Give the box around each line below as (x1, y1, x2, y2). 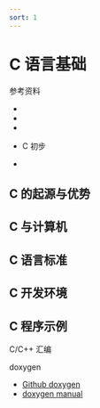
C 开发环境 (9, 286, 68, 301)
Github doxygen (21, 379, 81, 389)
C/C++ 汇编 (9, 344, 51, 355)
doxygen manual (21, 388, 83, 399)
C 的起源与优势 (9, 186, 91, 201)
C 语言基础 (9, 54, 87, 74)
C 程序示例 (9, 318, 68, 334)
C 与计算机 (9, 219, 68, 234)
